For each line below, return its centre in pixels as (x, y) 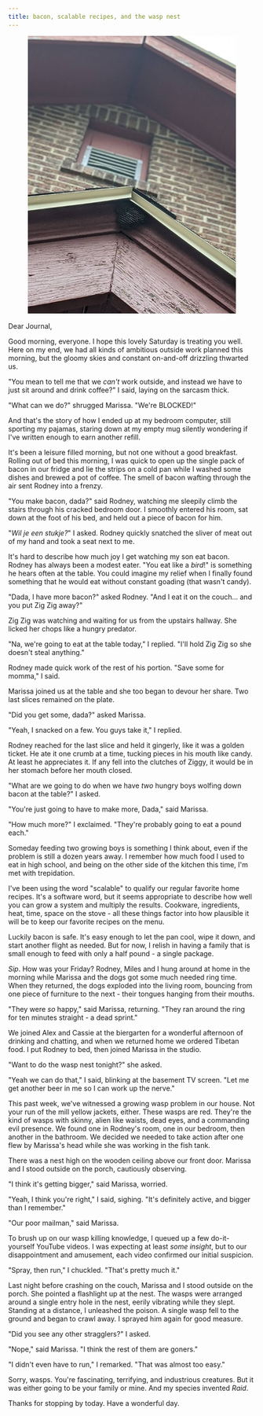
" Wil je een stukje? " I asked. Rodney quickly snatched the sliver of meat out (130, 533)
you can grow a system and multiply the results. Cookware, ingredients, (124, 905)
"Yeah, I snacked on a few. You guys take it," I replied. (95, 730)
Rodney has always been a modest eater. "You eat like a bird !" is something (130, 565)
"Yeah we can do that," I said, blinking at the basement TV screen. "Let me (129, 1079)
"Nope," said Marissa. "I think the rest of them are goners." (103, 1349)
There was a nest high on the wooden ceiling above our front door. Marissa (130, 1160)
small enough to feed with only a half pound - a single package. (111, 953)
